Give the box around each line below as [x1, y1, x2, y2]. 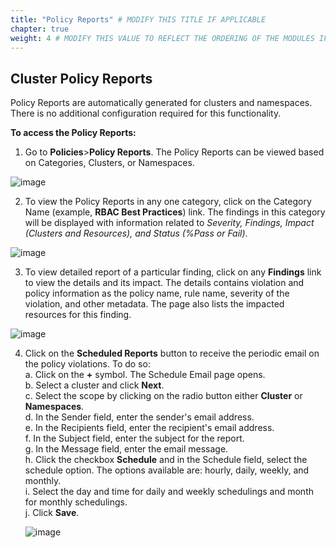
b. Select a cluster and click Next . [24, 379, 165, 391]
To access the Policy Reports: [10, 127, 137, 139]
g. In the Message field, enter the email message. [24, 443, 229, 455]
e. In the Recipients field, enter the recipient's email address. [24, 422, 275, 434]
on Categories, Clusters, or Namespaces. [24, 157, 195, 169]
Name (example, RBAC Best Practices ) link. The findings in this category [24, 206, 326, 218]
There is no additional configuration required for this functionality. [10, 107, 282, 120]
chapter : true [10, 24, 70, 34]
